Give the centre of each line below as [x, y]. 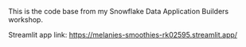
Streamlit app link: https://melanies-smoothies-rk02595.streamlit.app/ [123, 35]
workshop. [26, 20]
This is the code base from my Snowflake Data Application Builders [119, 11]
